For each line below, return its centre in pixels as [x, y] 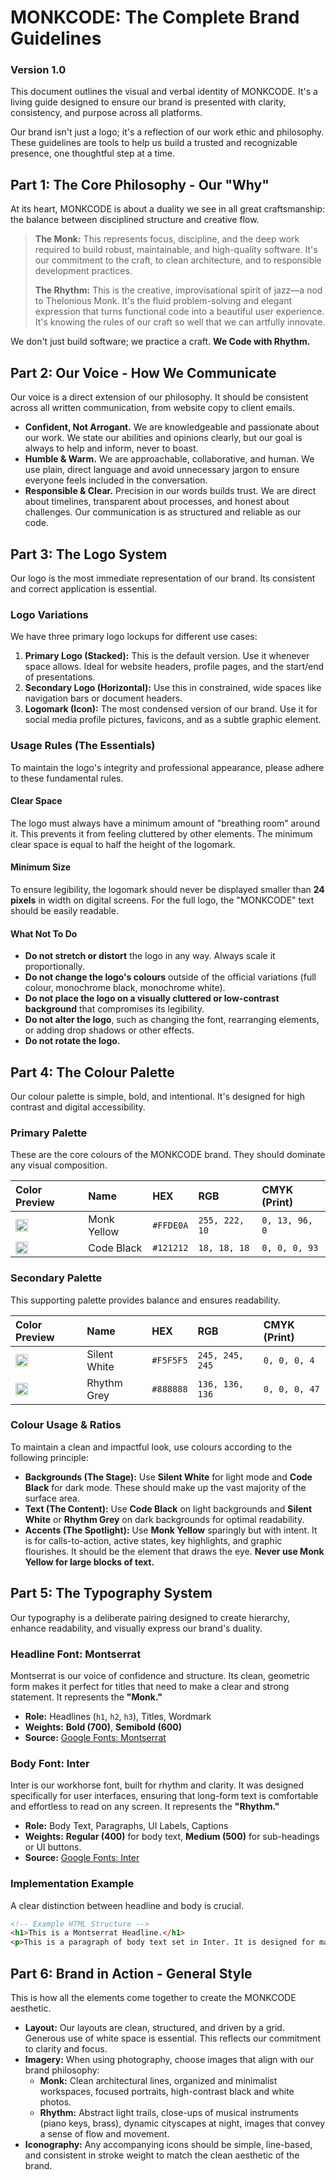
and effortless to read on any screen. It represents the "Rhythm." [145, 1807]
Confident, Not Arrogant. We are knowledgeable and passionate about [172, 427]
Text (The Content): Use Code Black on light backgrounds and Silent [168, 1508]
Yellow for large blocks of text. [89, 1562]
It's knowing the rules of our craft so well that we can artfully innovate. [180, 322]
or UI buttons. [53, 1847]
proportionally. [54, 967]
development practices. [83, 271]
